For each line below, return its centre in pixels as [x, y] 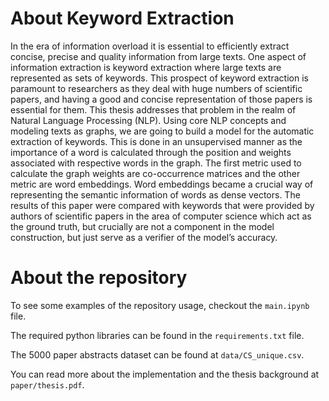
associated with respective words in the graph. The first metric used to [156, 163]
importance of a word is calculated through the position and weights [151, 152]
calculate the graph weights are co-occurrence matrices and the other [155, 173]
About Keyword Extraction [122, 18]
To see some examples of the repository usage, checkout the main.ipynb [160, 305]
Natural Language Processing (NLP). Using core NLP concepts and [148, 120]
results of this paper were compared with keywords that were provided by [162, 205]
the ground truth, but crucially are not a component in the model [142, 226]
